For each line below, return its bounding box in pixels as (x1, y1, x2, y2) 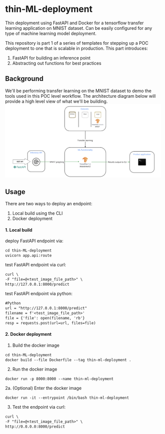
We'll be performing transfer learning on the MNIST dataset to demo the (5, 88, 152, 94)
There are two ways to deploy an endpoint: (5, 201, 92, 207)
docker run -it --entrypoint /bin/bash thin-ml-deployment (5, 395, 129, 400)
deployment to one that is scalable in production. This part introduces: (5, 45, 148, 51)
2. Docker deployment (5, 331, 52, 337)
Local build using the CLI (12, 210, 63, 216)
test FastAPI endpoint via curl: (5, 262, 66, 268)
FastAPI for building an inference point (12, 55, 91, 61)
